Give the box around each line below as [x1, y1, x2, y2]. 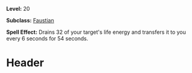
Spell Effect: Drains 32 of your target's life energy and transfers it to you [6, 28, 187, 36]
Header [6, 56, 44, 70]
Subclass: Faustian [6, 17, 54, 24]
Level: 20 [6, 5, 30, 12]
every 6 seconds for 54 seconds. [6, 35, 88, 42]
